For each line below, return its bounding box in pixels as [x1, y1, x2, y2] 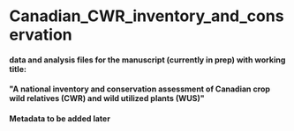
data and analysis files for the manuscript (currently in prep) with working [9, 55, 286, 65]
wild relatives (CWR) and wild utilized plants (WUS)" [9, 93, 205, 104]
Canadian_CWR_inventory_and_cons [9, 6, 284, 26]
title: [9, 63, 26, 74]
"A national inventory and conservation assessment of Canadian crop [9, 84, 271, 94]
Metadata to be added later [9, 113, 110, 124]
